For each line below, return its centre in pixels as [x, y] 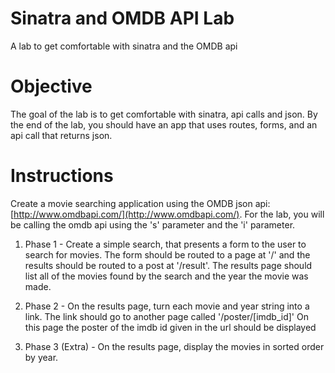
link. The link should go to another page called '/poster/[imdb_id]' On [166, 316]
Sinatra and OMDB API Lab [122, 18]
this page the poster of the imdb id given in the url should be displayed [170, 327]
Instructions [62, 176]
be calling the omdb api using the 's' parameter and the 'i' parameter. [153, 224]
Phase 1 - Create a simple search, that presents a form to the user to [165, 244]
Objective [51, 86]
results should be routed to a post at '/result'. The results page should [168, 265]
